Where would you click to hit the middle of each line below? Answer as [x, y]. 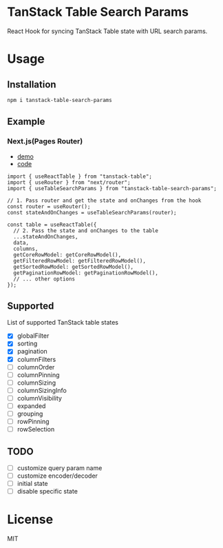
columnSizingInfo [42, 390]
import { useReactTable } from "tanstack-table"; [80, 176]
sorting [27, 344]
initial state [32, 484]
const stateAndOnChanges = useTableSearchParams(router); [92, 212]
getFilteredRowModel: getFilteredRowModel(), [80, 261]
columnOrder [36, 367]
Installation [32, 84]
